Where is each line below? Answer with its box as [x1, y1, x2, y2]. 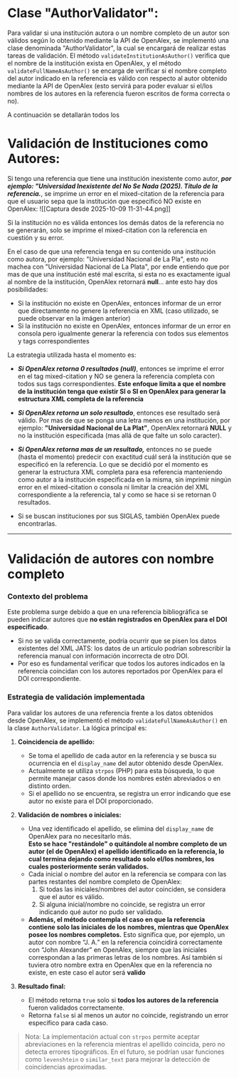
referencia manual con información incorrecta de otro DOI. [17, 652, 190, 660]
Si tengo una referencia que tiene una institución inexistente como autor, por [7, 174, 232, 182]
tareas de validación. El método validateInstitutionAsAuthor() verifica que [7, 51, 230, 60]
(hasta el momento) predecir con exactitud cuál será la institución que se [17, 452, 232, 461]
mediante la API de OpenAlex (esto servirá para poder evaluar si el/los [7, 81, 213, 90]
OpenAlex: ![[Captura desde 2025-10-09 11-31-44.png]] [7, 204, 171, 213]
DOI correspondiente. [17, 675, 82, 683]
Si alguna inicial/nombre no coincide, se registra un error [38, 900, 206, 908]
